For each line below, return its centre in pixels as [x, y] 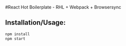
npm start [15, 39]
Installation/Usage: [35, 23]
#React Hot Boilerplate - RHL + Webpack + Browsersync [63, 7]
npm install [17, 34]
